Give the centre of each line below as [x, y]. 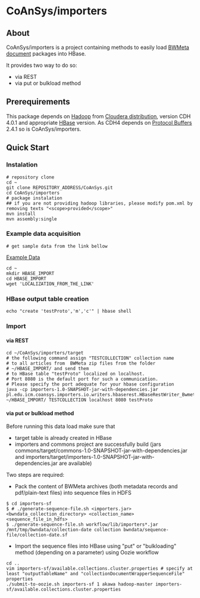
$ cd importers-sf [29, 504]
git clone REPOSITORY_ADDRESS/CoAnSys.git [60, 187]
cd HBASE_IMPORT [26, 279]
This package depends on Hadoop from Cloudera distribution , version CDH [99, 116]
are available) [75, 463]
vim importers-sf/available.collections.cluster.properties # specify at [100, 569]
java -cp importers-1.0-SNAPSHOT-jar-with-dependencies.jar [82, 390]
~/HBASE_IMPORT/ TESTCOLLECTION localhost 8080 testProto [79, 400]
